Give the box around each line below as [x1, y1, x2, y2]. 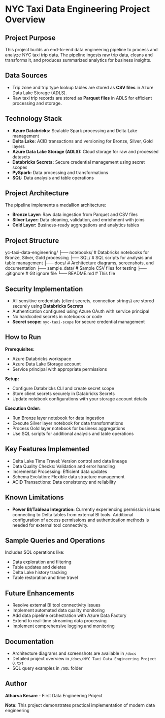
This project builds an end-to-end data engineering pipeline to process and [5, 47, 158, 52]
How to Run [5, 333, 41, 341]
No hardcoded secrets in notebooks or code [12, 314, 102, 320]
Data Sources [5, 72, 48, 80]
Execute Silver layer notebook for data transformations [12, 420, 124, 426]
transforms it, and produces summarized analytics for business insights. [5, 57, 152, 63]
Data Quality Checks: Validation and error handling [12, 463, 115, 469]
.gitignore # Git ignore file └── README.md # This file [5, 270, 116, 277]
